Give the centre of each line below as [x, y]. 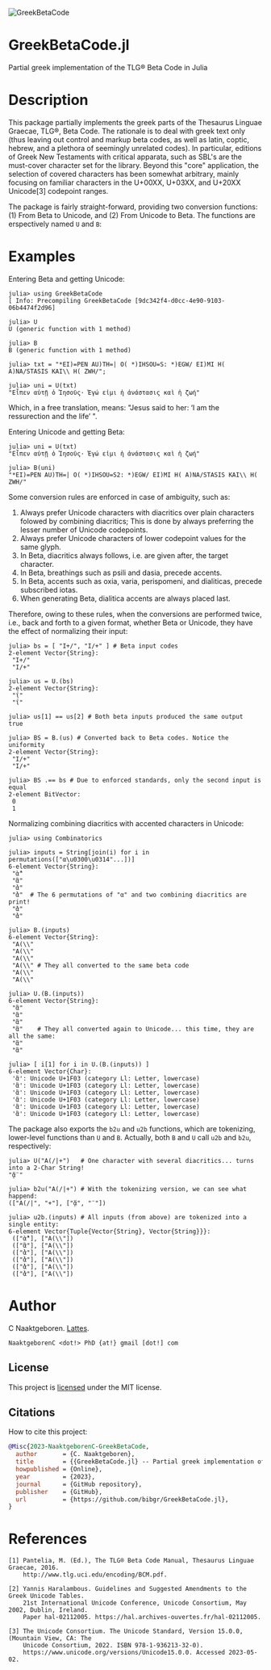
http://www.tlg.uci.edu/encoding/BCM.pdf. [95, 1575]
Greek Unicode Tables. [46, 1596]
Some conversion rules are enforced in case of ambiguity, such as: [119, 497]
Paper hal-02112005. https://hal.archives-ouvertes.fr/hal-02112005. [142, 1618]
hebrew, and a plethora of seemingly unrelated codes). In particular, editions [135, 148]
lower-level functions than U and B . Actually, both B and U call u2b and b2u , [130, 1137]
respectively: [30, 1146]
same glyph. [41, 547]
